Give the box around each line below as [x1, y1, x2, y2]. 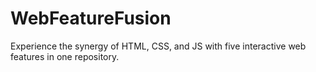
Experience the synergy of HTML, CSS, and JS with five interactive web [10, 40, 307, 52]
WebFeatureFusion [10, 7, 172, 30]
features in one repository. [10, 50, 120, 62]
